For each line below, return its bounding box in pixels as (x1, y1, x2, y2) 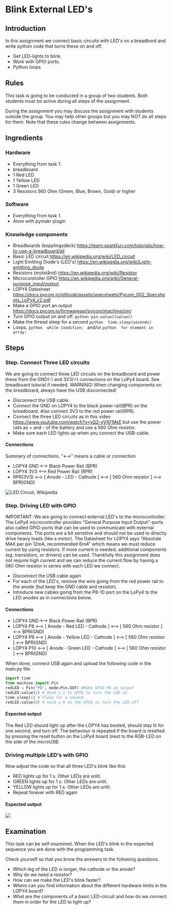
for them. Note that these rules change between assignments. (5, 119, 137, 125)
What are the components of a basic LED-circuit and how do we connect (12, 894, 167, 900)
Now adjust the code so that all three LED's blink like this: (5, 763, 127, 769)
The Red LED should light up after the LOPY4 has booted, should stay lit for (5, 722, 164, 728)
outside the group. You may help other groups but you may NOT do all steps (5, 113, 166, 119)
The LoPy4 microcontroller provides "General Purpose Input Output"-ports (5, 519, 163, 525)
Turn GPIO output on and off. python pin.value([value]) (12, 313, 132, 319)
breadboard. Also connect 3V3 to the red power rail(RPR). (12, 408, 135, 414)
